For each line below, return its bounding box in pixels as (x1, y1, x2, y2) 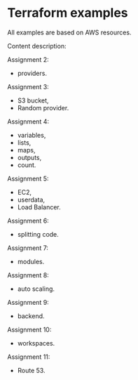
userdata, (17, 195, 46, 204)
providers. (17, 69, 48, 77)
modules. (17, 257, 45, 266)
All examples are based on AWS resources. (7, 28, 132, 37)
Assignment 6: (7, 216, 49, 225)
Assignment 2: (7, 55, 49, 64)
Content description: (7, 41, 67, 50)
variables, (17, 131, 46, 139)
